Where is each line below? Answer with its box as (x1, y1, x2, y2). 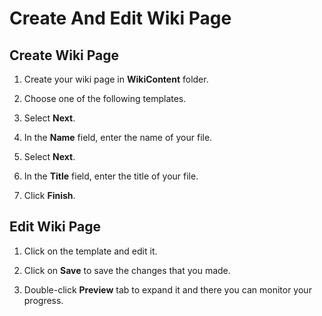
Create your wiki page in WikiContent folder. (23, 73, 209, 85)
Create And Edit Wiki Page (9, 7, 232, 30)
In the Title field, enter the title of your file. (23, 170, 199, 182)
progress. (23, 294, 64, 306)
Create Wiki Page (9, 47, 120, 64)
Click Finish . (23, 190, 76, 201)
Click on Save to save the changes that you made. (23, 264, 231, 276)
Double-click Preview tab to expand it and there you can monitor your (23, 283, 312, 296)
